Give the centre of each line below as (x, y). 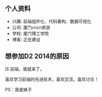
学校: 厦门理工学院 (30, 33)
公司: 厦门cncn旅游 (31, 27)
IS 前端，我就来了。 (25, 69)
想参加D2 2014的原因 (37, 57)
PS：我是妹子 (18, 89)
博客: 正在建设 (26, 39)
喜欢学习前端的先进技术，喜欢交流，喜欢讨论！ (52, 79)
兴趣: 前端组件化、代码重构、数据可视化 (51, 21)
